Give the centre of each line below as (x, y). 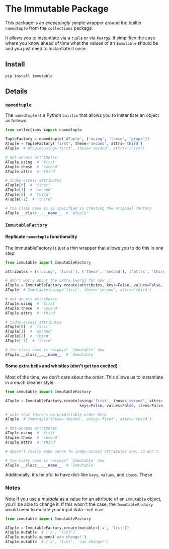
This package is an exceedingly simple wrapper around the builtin (73, 23)
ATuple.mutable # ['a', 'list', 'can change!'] (57, 542)
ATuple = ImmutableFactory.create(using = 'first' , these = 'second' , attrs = (84, 401)
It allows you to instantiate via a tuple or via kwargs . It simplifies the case (80, 38)
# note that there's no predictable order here (56, 415)
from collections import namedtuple (44, 130)
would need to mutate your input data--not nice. (55, 509)
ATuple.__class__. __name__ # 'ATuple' (47, 213)
